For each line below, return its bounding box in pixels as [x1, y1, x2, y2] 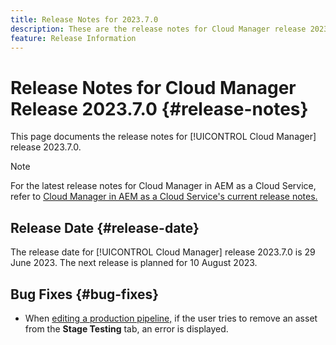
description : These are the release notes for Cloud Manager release [10, 24, 307, 34]
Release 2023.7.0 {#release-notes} [10, 97, 309, 120]
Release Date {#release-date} [10, 219, 200, 236]
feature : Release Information [10, 33, 137, 43]
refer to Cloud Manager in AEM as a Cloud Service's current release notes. [10, 191, 318, 203]
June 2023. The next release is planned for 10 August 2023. [10, 257, 258, 269]
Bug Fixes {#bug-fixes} [10, 286, 160, 303]
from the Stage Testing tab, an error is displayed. [24, 322, 229, 335]
